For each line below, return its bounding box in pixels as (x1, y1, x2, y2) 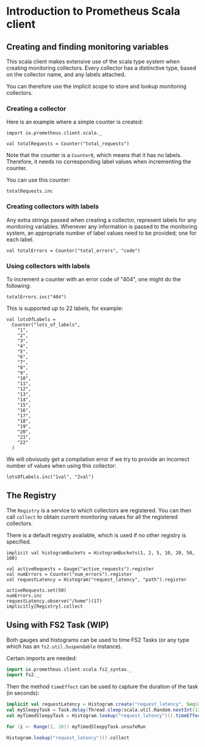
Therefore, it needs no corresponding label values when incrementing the (6, 158, 192, 166)
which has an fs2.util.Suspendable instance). (6, 642, 122, 650)
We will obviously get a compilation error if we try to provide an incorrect (6, 455, 190, 463)
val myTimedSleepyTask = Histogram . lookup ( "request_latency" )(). (6, 713, 176, 719)
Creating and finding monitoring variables (6, 42, 169, 52)
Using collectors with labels (6, 262, 90, 270)
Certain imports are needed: (6, 654, 77, 661)
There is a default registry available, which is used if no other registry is (6, 531, 186, 539)
